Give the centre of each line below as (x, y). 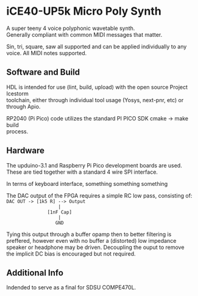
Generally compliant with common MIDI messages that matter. (84, 34)
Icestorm (17, 94)
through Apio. (23, 106)
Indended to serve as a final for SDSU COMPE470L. (71, 287)
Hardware (25, 151)
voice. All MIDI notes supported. (47, 53)
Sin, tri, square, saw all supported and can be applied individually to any (97, 46)
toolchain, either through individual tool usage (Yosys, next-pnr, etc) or (95, 100)
